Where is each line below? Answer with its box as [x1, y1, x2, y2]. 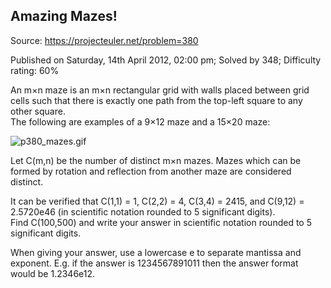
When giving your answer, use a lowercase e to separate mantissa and [10, 246, 302, 258]
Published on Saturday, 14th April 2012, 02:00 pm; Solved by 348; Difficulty [10, 54, 322, 66]
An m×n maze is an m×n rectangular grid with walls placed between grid [10, 84, 310, 96]
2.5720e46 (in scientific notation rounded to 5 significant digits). [10, 205, 276, 218]
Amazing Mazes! [10, 8, 118, 25]
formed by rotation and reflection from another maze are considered [10, 165, 292, 177]
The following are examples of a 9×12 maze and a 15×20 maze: [10, 115, 271, 128]
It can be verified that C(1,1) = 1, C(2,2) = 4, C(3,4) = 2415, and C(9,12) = [10, 195, 305, 207]
